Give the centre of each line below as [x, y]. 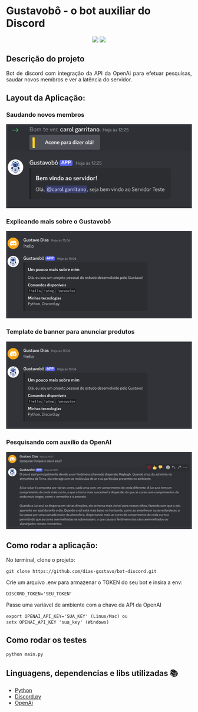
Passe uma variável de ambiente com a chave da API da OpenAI [84, 605]
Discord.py [28, 697]
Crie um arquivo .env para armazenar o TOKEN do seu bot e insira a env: [94, 582]
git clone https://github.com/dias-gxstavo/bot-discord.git [82, 571]
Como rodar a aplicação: [52, 545]
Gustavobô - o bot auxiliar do [79, 11]
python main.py [25, 655]
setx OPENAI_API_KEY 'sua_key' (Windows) [58, 622]
